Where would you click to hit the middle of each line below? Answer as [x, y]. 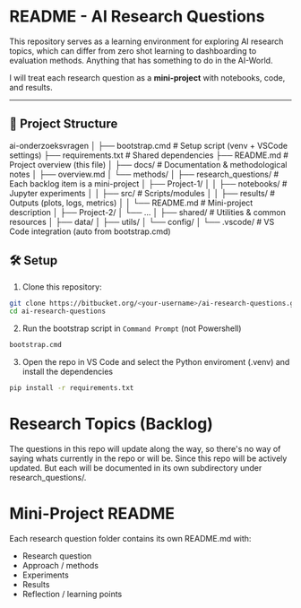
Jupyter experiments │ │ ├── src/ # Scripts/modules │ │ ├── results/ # [142, 193]
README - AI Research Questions [137, 17]
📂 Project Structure [64, 124]
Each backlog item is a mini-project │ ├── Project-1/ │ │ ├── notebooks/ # [148, 183]
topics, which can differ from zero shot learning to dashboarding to [133, 50]
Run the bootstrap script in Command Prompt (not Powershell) [132, 328]
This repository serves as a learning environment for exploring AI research [146, 41]
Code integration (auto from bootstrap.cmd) [90, 231]
